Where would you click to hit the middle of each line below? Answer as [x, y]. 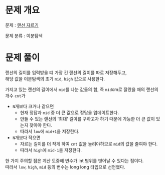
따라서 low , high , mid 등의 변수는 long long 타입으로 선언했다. [65, 167]
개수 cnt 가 [16, 95]
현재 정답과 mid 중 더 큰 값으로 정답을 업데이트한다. [69, 112]
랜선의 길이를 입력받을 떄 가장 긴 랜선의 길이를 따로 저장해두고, [66, 72]
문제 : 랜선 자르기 [22, 25]
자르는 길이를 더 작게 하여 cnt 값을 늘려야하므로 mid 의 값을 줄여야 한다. [89, 143]
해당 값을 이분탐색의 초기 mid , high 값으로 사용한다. [55, 78]
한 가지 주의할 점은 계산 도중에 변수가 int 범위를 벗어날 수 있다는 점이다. [74, 160]
